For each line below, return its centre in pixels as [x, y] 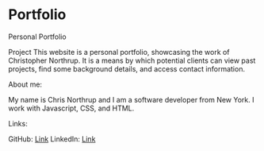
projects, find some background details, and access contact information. [127, 68]
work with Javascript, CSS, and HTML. [71, 108]
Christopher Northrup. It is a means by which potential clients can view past [132, 60]
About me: [25, 84]
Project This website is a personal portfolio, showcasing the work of [119, 52]
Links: [18, 123]
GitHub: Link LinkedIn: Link [52, 139]
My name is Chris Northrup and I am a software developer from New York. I [131, 99]
